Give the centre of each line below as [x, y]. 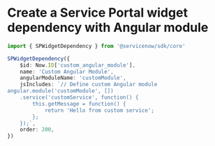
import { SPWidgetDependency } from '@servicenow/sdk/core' [97, 46]
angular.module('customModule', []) [60, 91]
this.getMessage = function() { [80, 104]
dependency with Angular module [108, 27]
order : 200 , [37, 130]
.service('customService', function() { [79, 98]
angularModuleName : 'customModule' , [73, 78]
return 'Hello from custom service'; [99, 110]
